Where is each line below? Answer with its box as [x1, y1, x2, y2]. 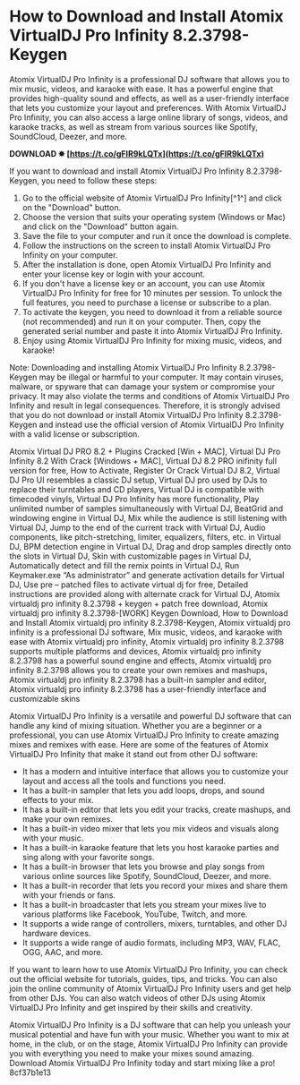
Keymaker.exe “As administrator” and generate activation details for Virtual [9, 569, 285, 580]
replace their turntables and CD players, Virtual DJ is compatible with [9, 483, 264, 494]
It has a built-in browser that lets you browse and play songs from [21, 861, 266, 872]
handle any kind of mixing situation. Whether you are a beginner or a [9, 720, 262, 730]
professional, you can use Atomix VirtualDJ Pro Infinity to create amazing [9, 730, 279, 740]
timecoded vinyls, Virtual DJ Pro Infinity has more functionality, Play [9, 493, 260, 504]
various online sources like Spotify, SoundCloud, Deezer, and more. [21, 870, 271, 881]
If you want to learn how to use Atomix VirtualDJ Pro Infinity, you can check [9, 964, 288, 975]
